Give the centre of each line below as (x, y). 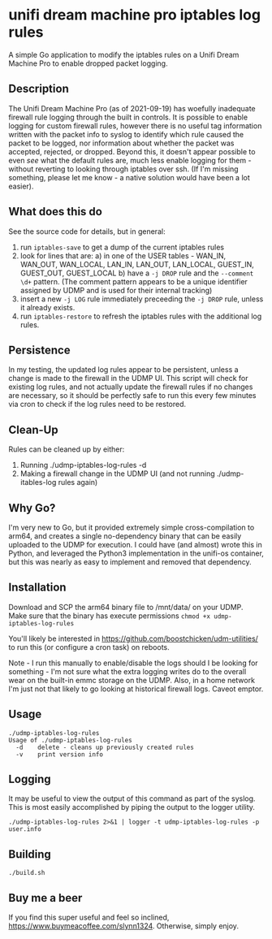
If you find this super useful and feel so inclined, (89, 917)
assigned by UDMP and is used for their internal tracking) (116, 290)
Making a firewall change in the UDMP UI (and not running (117, 474)
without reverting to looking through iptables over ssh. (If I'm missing (123, 169)
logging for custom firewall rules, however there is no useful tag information (135, 125)
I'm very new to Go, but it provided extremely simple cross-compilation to (132, 527)
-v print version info (60, 754)
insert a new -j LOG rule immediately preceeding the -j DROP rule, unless (142, 299)
